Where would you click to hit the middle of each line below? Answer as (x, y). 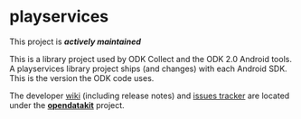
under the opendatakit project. (67, 105)
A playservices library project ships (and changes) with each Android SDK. (148, 69)
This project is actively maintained (75, 41)
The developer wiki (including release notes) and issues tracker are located (150, 96)
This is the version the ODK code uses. (82, 78)
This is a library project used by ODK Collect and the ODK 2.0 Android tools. (150, 59)
